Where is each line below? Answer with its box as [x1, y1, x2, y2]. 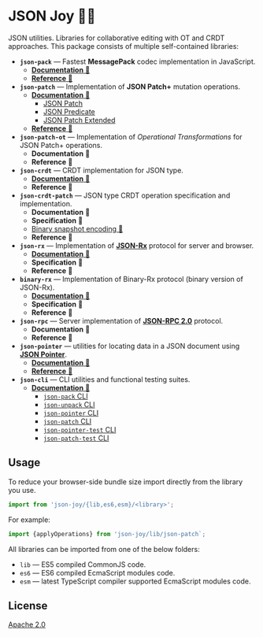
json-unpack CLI [43, 399, 95, 409]
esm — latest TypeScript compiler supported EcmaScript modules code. [19, 576, 251, 586]
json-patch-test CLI [43, 433, 109, 443]
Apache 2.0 [8, 620, 46, 629]
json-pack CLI [43, 391, 88, 401]
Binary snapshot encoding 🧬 [31, 224, 124, 233]
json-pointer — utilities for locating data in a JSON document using [19, 341, 240, 350]
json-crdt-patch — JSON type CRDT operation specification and [19, 191, 231, 200]
